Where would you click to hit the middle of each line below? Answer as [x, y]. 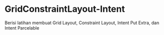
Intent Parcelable [22, 28]
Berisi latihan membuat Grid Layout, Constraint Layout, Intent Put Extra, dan [82, 23]
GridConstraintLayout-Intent [65, 9]
